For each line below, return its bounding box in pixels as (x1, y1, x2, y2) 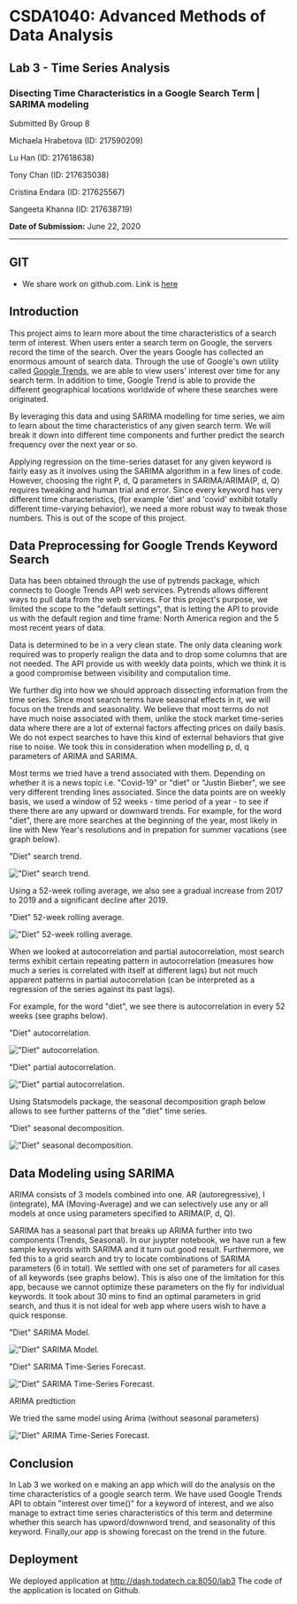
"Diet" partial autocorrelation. (9, 1062, 117, 1073)
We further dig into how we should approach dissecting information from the (9, 685, 288, 696)
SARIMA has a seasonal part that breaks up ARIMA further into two (9, 1225, 253, 1236)
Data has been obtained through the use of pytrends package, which (9, 576, 260, 586)
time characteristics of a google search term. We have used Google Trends (9, 1488, 283, 1499)
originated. (9, 393, 49, 404)
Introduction (9, 304, 80, 320)
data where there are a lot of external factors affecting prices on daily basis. (9, 723, 286, 733)
